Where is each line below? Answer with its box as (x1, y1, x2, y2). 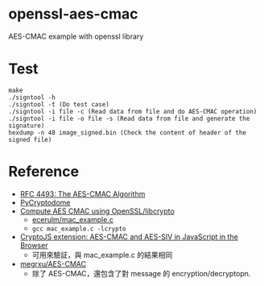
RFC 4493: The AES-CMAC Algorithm (19, 189, 146, 198)
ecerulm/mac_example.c (31, 214, 114, 224)
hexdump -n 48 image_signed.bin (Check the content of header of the (8, 128, 247, 137)
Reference (8, 163, 79, 181)
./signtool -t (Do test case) (8, 100, 110, 109)
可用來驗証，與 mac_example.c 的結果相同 (31, 250, 173, 259)
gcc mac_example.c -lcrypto (31, 225, 126, 233)
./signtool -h (8, 93, 56, 102)
